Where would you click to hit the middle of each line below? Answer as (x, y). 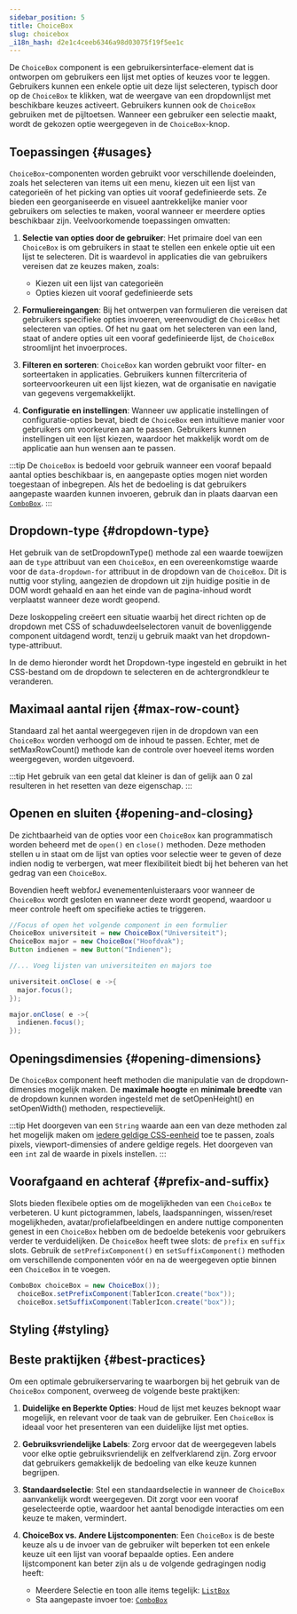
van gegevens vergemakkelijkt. (78, 394)
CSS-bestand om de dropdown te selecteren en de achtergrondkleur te (139, 672)
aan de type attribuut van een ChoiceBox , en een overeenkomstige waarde (144, 561)
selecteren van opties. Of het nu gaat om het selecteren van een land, (149, 329)
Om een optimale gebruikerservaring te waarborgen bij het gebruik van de (145, 1381)
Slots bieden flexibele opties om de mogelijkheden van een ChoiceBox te (141, 1203)
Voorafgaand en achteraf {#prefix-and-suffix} (140, 1182)
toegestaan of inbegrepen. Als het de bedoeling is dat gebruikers (128, 484)
